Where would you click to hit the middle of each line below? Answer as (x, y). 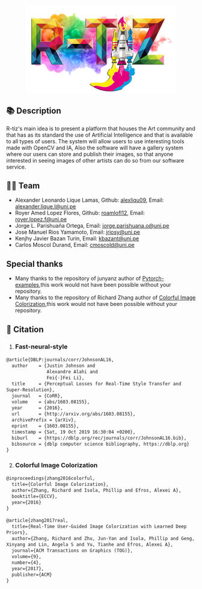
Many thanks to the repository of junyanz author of (78, 278)
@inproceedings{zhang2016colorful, (51, 478)
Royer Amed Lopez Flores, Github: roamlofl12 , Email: (80, 213)
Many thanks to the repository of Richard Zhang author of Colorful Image (105, 298)
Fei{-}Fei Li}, (66, 378)
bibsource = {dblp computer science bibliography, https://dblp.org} (100, 444)
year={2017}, (28, 569)
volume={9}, (27, 557)
